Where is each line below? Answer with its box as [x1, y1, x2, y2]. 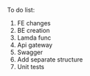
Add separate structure [16, 55, 83, 64]
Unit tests [16, 63, 45, 71]
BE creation [16, 27, 50, 34]
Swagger [16, 48, 43, 56]
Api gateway [16, 41, 53, 49]
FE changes [16, 19, 51, 27]
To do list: [7, 6, 35, 14]
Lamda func [16, 34, 52, 42]
